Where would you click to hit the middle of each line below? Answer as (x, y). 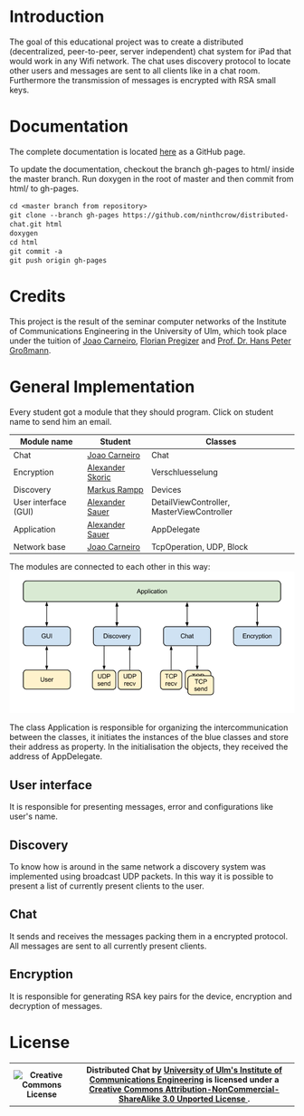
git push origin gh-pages (58, 260)
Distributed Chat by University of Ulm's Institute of (184, 1070)
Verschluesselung (185, 472)
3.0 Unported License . (206, 1099)
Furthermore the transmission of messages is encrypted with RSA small (143, 80)
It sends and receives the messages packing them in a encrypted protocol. (148, 936)
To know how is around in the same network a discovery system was (138, 867)
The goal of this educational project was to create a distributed (127, 42)
